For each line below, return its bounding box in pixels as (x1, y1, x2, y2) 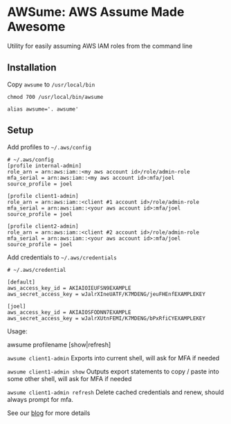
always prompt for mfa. (7, 395, 74, 403)
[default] (7, 278, 36, 286)
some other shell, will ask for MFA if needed (7, 374, 132, 382)
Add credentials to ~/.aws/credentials (7, 253, 118, 261)
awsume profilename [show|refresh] (7, 340, 111, 349)
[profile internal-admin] (7, 162, 82, 169)
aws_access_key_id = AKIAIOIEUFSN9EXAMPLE (7, 284, 131, 291)
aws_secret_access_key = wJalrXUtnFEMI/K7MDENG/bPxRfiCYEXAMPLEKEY (7, 315, 206, 322)
